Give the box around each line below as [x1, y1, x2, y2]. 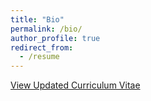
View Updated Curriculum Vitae [10, 79, 141, 91]
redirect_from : [10, 42, 74, 53]
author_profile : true [10, 33, 101, 43]
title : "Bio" [10, 14, 65, 25]
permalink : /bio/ [10, 24, 83, 34]
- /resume [19, 52, 60, 62]
